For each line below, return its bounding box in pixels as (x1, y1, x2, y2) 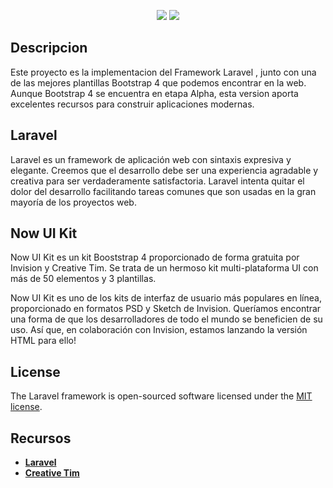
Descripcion (10, 40, 88, 57)
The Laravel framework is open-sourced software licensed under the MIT (10, 390, 313, 402)
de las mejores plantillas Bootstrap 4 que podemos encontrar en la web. (10, 76, 307, 89)
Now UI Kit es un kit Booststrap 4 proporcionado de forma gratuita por (10, 251, 300, 264)
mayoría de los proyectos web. (10, 196, 137, 208)
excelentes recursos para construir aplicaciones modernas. (10, 98, 255, 110)
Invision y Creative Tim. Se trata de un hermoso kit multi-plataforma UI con (10, 262, 319, 274)
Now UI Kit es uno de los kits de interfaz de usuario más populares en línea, (10, 292, 322, 304)
